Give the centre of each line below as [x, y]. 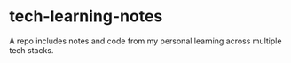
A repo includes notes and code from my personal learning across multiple [145, 41]
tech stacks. [31, 50]
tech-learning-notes [86, 16]
